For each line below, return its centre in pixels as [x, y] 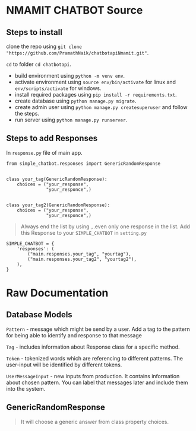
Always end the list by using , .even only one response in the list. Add [105, 226]
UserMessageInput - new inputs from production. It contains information [93, 376]
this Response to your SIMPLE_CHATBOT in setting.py [84, 232]
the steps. [27, 114]
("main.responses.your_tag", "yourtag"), [80, 254]
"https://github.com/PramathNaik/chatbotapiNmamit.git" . [78, 53]
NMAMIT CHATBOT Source [75, 10]
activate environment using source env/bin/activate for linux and [95, 82]
